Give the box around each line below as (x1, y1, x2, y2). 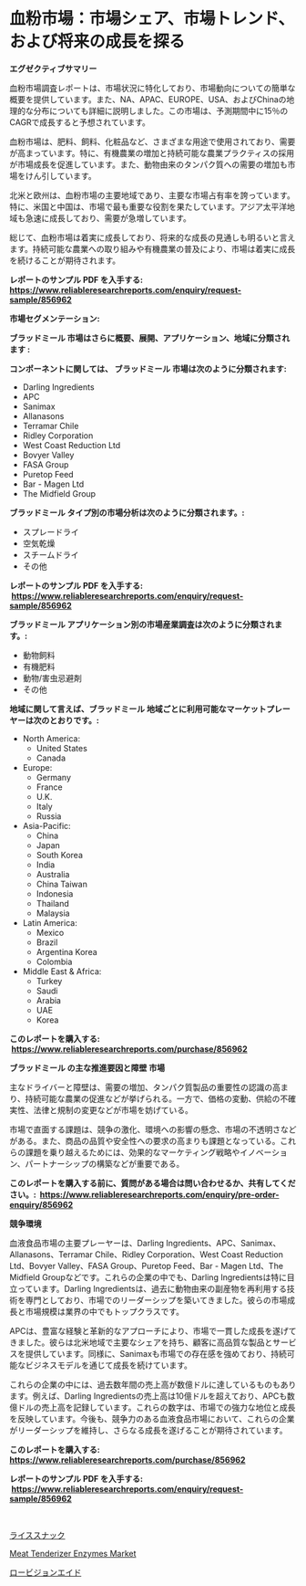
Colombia (36, 956, 73, 967)
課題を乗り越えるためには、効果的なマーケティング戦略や (25, 1147, 240, 1158)
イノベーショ (240, 1147, 289, 1158)
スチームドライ (22, 549, 79, 560)
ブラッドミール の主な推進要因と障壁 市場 (9, 1062, 166, 1073)
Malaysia (36, 908, 70, 919)
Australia (36, 868, 70, 879)
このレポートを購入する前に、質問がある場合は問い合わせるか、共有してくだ (9, 1177, 296, 1188)
